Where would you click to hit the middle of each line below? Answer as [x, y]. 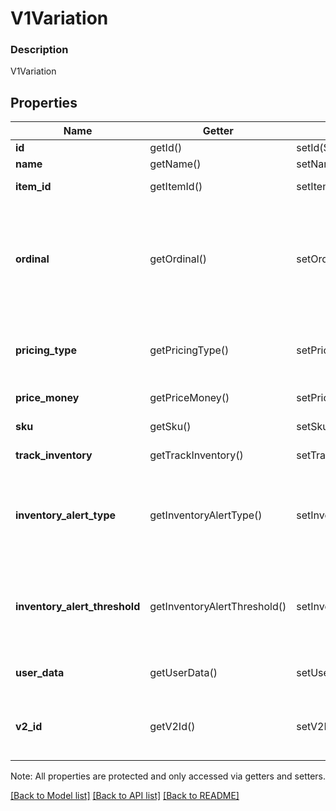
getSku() [170, 427]
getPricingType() [189, 350]
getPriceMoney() [189, 398]
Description [39, 50]
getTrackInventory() [196, 455]
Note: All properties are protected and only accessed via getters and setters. [168, 776]
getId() [166, 148]
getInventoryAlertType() [206, 515]
